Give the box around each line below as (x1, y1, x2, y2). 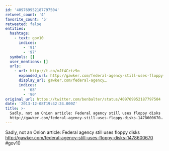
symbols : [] (10, 54, 35, 60)
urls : (10, 64, 22, 69)
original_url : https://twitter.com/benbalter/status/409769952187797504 (5, 96, 161, 102)
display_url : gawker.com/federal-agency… (18, 78, 107, 83)
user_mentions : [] (10, 59, 49, 64)
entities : (5, 26, 26, 31)
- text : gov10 (14, 36, 44, 41)
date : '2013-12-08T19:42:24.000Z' (5, 102, 78, 107)
